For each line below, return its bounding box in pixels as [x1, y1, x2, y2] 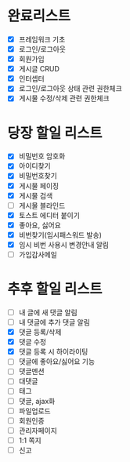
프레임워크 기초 [18, 35, 66, 44]
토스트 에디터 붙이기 [18, 210, 80, 220]
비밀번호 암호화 [18, 151, 66, 161]
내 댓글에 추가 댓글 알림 [18, 318, 91, 326]
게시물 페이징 [18, 181, 60, 191]
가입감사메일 [18, 249, 58, 259]
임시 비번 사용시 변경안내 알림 [18, 240, 109, 249]
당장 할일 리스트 [7, 124, 103, 142]
